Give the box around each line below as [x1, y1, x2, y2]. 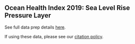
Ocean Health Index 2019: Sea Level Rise [4, 4, 130, 12]
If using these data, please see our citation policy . [4, 33, 104, 39]
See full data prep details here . [4, 24, 66, 30]
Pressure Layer [4, 12, 51, 20]
